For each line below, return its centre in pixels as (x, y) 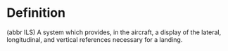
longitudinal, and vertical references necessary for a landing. (95, 39)
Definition (36, 13)
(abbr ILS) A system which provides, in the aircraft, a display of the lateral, (114, 32)
